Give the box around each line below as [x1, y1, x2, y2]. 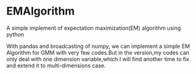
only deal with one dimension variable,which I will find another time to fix [6, 55, 189, 62]
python [6, 30, 24, 38]
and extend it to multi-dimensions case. [6, 62, 106, 69]
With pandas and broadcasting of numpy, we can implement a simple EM [6, 42, 191, 50]
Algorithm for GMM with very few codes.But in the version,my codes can [6, 49, 189, 56]
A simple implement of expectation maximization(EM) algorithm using [6, 24, 181, 32]
